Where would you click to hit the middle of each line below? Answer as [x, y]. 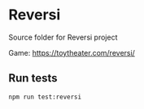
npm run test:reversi [45, 97]
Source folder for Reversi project [63, 37]
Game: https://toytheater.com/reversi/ [72, 52]
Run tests [33, 78]
